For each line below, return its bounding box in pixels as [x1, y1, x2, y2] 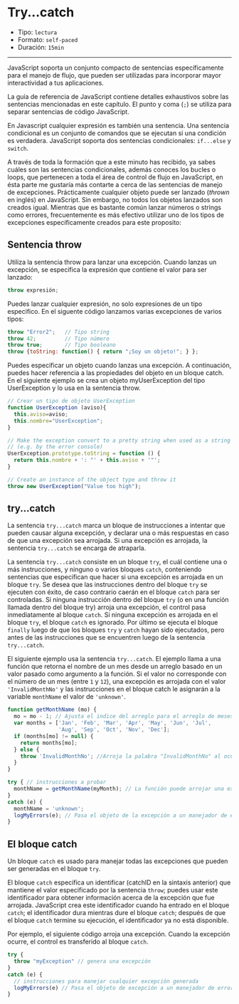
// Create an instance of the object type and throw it [7, 476, 176, 483]
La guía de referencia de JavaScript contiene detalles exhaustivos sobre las [7, 92, 229, 100]
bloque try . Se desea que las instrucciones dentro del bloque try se [7, 581, 208, 589]
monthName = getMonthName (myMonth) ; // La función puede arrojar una [14, 786, 224, 793]
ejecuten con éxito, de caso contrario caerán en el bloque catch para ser [7, 588, 221, 596]
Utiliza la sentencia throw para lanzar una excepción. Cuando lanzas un [7, 258, 217, 266]
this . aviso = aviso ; [14, 411, 69, 418]
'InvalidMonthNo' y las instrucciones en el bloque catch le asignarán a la [7, 685, 221, 694]
